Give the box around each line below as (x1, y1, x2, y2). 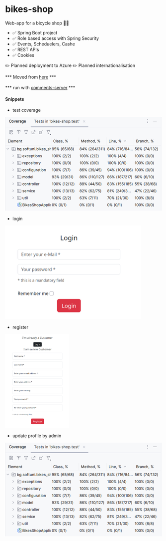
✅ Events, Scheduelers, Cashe (12, 41, 76, 47)
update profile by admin (12, 433, 62, 439)
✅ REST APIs (12, 46, 39, 52)
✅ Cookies (12, 52, 35, 58)
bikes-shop (5, 3, 54, 15)
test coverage (12, 107, 41, 113)
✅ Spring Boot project (12, 29, 58, 35)
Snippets (5, 96, 24, 102)
